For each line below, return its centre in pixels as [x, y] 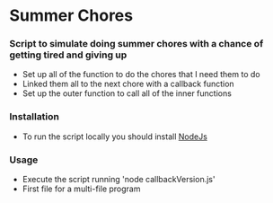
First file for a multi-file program [81, 189]
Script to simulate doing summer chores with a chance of [136, 44]
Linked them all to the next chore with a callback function [128, 84]
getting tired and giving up [68, 55]
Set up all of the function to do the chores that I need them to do [141, 75]
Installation [35, 117]
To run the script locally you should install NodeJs [115, 137]
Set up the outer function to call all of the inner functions [127, 93]
